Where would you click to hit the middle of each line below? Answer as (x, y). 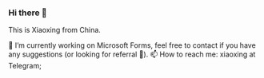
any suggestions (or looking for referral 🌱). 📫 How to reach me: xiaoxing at (132, 54)
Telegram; (25, 66)
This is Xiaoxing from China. (55, 30)
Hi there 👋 (28, 13)
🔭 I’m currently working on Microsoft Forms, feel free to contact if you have (132, 45)
